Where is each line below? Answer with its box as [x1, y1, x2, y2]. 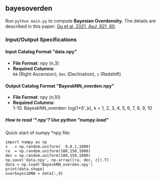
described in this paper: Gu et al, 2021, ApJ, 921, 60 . [5, 23, 116, 29]
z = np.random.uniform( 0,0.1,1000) [5, 144, 91, 149]
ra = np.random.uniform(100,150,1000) [5, 149, 91, 154]
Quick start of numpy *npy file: [5, 130, 70, 136]
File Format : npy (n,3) [12, 60, 59, 66]
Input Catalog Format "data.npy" [5, 49, 77, 55]
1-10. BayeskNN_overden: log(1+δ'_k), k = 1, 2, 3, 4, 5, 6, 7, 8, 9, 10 [12, 105, 153, 111]
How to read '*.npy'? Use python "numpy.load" [5, 116, 109, 123]
